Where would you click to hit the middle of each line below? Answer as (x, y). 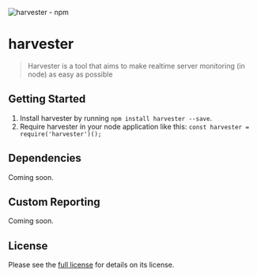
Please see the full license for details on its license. (91, 265)
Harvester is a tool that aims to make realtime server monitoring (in (136, 66)
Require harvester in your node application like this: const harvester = (134, 126)
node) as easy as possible (70, 74)
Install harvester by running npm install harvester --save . (115, 118)
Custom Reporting (54, 202)
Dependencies (45, 158)
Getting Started (47, 99)
